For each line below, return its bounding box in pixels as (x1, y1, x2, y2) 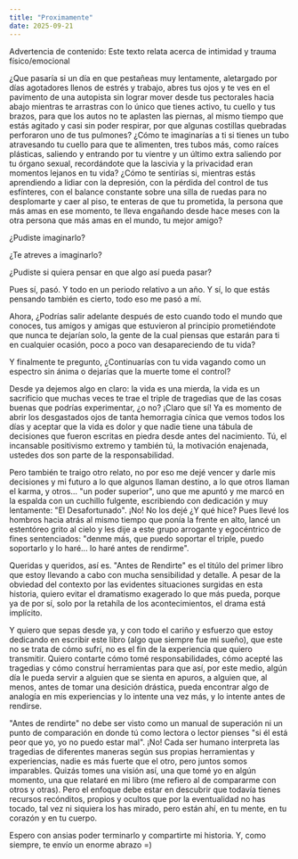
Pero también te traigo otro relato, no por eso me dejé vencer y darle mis (9, 467, 276, 477)
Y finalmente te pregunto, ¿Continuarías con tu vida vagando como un (9, 356, 267, 367)
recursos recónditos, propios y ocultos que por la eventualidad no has (9, 793, 266, 804)
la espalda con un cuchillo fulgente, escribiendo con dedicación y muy (9, 495, 269, 506)
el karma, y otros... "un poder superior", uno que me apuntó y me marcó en (9, 485, 285, 496)
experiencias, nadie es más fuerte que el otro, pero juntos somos (9, 756, 247, 766)
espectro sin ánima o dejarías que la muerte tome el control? (9, 366, 231, 376)
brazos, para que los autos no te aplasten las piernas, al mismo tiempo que (9, 111, 284, 121)
